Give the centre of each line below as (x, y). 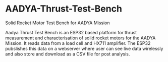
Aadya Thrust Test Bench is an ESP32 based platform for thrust (71, 32)
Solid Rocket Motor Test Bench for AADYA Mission (58, 23)
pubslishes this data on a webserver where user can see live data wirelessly (84, 48)
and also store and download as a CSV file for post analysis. (68, 54)
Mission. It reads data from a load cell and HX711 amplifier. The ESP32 (78, 43)
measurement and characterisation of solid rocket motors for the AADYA (80, 38)
